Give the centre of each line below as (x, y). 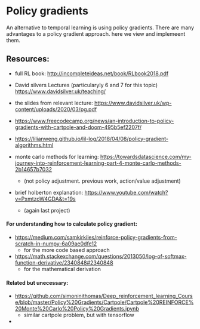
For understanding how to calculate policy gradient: (72, 224)
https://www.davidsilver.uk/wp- (133, 103)
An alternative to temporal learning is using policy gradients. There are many (100, 27)
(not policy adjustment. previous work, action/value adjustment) (102, 181)
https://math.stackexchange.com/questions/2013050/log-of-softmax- (101, 256)
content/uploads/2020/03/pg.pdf (56, 109)
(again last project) (47, 210)
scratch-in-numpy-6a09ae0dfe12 (56, 244)
